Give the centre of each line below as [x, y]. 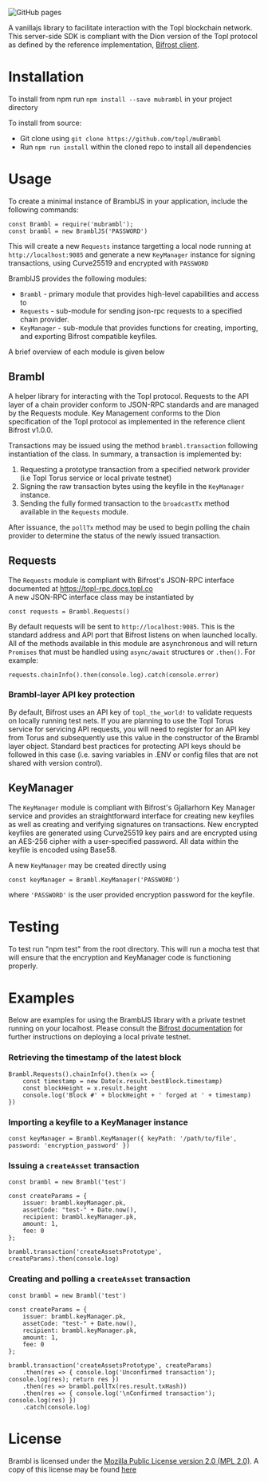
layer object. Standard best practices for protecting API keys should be [125, 746]
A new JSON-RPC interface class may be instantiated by [101, 597]
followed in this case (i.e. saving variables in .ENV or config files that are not [133, 755]
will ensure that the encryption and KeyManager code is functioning [120, 957]
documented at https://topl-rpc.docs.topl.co [81, 588]
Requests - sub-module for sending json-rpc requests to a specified [131, 310]
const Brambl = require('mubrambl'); [71, 224]
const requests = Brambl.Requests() [69, 611]
